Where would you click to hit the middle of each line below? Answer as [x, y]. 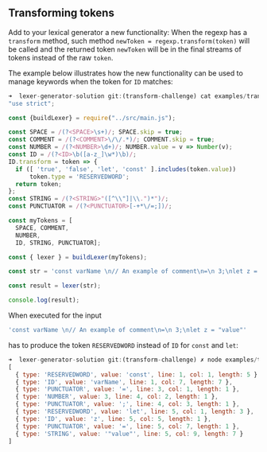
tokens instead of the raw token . [61, 57]
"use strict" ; [32, 103]
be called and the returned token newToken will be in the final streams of [125, 49]
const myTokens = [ [41, 221]
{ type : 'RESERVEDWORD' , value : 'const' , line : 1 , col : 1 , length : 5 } [137, 374]
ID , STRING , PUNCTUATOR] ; [58, 243]
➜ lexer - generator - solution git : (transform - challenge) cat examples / [128, 96]
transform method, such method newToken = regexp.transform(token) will [129, 41]
